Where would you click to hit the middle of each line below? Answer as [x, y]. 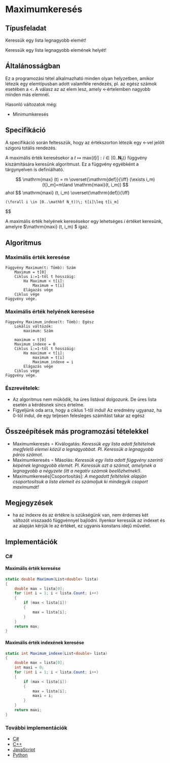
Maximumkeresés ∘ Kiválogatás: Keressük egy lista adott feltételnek [84, 443]
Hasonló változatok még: [31, 104]
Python [20, 755]
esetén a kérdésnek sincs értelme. [48, 404]
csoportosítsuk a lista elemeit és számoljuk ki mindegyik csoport [80, 482]
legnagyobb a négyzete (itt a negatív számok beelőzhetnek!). [77, 470]
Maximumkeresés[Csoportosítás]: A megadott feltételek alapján [80, 476]
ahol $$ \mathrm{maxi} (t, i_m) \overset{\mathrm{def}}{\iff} [67, 193]
